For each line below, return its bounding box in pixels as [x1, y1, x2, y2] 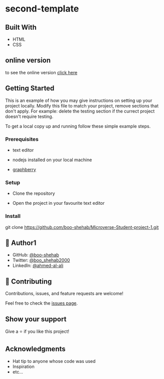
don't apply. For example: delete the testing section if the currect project [5, 108, 155, 114]
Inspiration [12, 363, 35, 369]
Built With [5, 23, 37, 32]
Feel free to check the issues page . [5, 300, 78, 306]
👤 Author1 [5, 238, 37, 247]
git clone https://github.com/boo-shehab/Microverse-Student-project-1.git [5, 224, 159, 230]
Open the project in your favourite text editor [12, 200, 105, 206]
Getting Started [5, 84, 55, 93]
